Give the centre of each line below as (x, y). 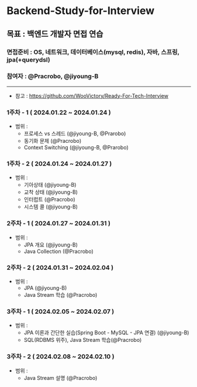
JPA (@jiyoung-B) (45, 287)
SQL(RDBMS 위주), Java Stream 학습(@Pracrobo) (83, 340)
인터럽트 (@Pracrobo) (49, 200)
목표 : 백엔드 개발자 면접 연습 (55, 34)
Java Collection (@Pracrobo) (59, 251)
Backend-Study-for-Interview (80, 11)
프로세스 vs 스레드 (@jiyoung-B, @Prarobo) (75, 133)
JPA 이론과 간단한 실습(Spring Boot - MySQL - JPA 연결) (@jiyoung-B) (106, 333)
